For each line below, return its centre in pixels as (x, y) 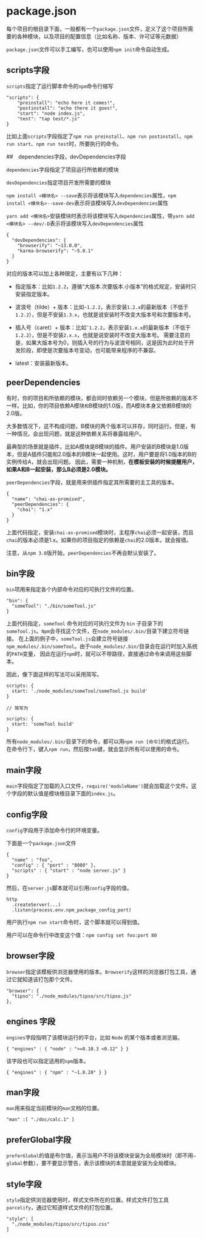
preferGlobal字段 (39, 1140)
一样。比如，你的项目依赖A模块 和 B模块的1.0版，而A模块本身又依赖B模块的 (99, 406)
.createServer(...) (36, 905)
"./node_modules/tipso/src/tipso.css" (61, 1225)
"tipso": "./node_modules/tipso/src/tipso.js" (72, 996)
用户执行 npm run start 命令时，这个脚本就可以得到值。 (75, 922)
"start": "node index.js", (51, 114)
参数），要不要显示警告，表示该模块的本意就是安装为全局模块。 (101, 1163)
